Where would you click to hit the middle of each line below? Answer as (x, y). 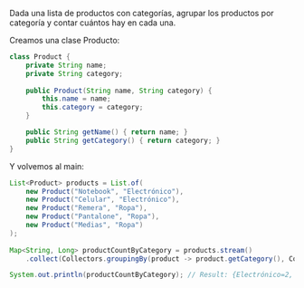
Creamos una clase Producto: (65, 40)
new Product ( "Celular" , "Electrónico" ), (103, 200)
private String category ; (75, 73)
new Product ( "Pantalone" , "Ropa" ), (93, 216)
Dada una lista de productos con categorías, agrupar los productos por (142, 13)
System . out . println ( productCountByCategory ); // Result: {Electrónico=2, (152, 275)
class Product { (40, 57)
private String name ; (66, 65)
